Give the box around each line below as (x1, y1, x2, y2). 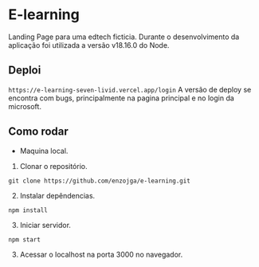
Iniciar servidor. (19, 220, 72, 230)
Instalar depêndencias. (19, 190, 96, 200)
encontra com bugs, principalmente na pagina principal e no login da (8, 93, 235, 103)
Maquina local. (19, 146, 69, 155)
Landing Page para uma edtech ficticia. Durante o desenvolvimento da (8, 32, 240, 41)
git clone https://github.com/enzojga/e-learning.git (8, 177, 191, 185)
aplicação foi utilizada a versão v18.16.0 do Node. (8, 40, 170, 49)
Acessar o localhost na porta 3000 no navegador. (19, 249, 183, 259)
